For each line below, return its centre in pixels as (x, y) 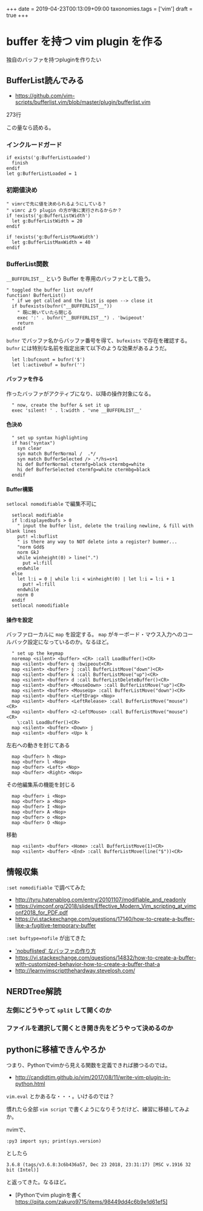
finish (20, 163)
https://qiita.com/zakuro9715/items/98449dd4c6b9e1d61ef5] (91, 1202)
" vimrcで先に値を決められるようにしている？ (56, 204)
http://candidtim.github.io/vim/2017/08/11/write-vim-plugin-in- (93, 1077)
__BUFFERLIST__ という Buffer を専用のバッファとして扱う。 (80, 278)
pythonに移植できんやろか (56, 1049)
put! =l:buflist (38, 537)
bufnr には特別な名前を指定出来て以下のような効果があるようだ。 (88, 348)
